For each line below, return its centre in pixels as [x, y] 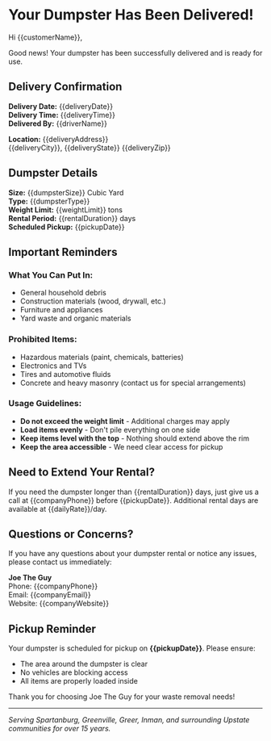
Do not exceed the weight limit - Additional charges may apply [125, 421]
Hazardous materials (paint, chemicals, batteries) [102, 357]
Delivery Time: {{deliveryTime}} [62, 115]
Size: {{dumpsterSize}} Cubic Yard [66, 192]
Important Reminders [63, 252]
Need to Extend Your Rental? [82, 473]
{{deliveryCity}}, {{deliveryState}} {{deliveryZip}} [90, 148]
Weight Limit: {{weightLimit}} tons [66, 209]
